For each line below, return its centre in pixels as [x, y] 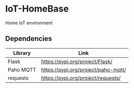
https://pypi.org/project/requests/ [81, 78]
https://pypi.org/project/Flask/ [77, 61]
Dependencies [29, 39]
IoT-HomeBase [37, 9]
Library [22, 53]
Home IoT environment [29, 23]
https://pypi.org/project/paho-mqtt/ [84, 70]
